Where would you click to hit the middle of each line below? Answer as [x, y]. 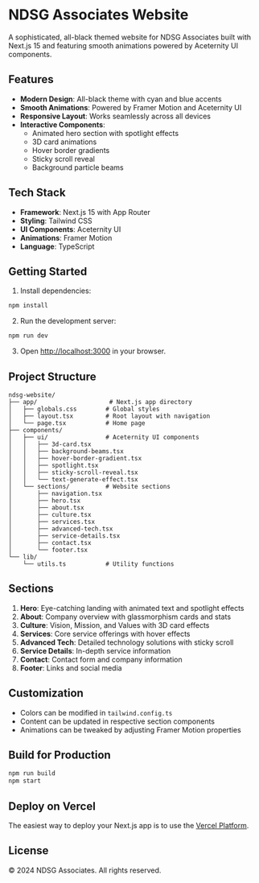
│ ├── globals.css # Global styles [84, 409]
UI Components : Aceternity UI [70, 229]
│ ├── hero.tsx [45, 501]
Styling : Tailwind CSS [56, 221]
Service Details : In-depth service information [95, 650]
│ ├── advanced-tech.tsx [61, 529]
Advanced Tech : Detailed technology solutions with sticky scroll [127, 642]
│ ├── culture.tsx [50, 514]
